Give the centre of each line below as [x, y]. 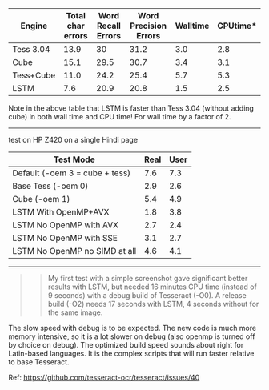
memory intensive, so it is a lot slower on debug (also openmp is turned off [132, 336]
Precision [148, 26]
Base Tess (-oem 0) [50, 186]
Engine [34, 26]
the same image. [75, 312]
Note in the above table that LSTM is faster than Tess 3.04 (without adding [131, 108]
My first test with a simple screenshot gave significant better [148, 278]
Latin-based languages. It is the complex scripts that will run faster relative [131, 353]
